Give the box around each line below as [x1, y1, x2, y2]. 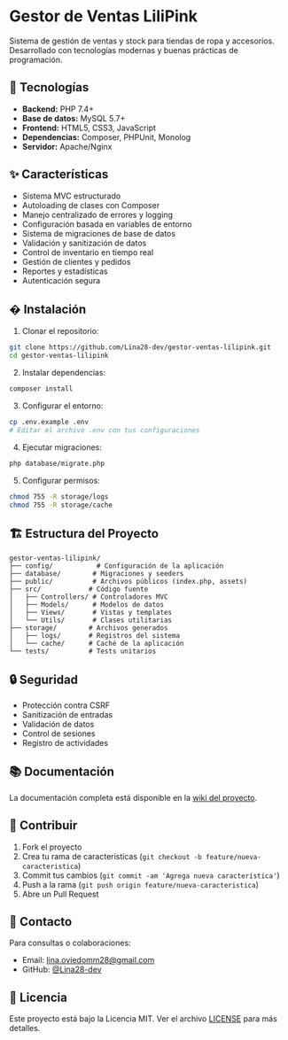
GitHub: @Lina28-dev [21, 964, 102, 975]
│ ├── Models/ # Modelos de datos [9, 601, 165, 609]
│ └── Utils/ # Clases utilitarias [9, 616, 173, 625]
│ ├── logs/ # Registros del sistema [9, 632, 180, 640]
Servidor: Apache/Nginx [21, 141, 113, 151]
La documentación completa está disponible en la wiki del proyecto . [9, 792, 258, 803]
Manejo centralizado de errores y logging [21, 209, 174, 220]
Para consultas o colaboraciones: [9, 937, 131, 949]
